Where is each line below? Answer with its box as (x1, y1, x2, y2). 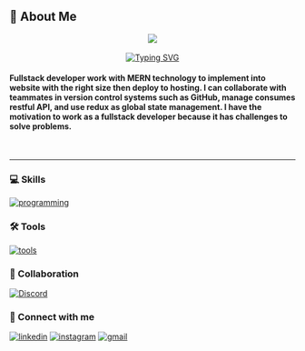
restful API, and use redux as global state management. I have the (9, 102, 262, 113)
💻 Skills (9, 173, 46, 186)
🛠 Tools (9, 220, 46, 233)
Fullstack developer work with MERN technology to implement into (9, 73, 266, 84)
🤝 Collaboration (9, 267, 80, 280)
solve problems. (9, 121, 73, 132)
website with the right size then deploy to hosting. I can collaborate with (9, 83, 287, 94)
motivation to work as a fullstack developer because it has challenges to (9, 111, 288, 123)
